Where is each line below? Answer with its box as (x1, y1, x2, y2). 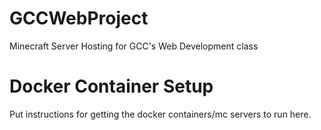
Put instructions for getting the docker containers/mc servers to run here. (9, 108, 312, 120)
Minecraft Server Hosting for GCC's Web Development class (9, 40, 259, 52)
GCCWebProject (9, 7, 149, 30)
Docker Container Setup (9, 75, 214, 98)
